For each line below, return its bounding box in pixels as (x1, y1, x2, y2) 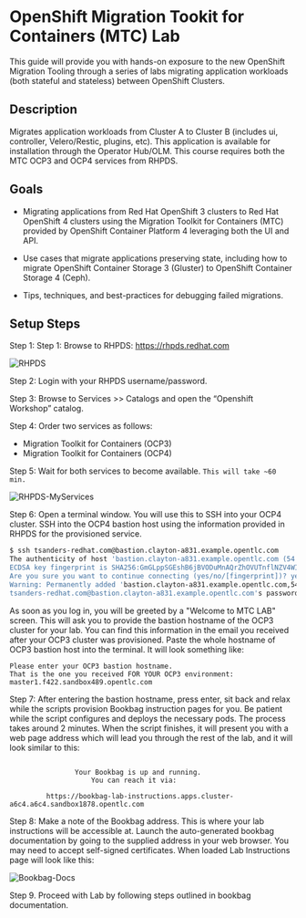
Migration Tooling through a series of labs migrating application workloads (9, 66, 289, 77)
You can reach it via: (90, 776, 178, 785)
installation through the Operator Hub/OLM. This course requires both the (9, 145, 285, 156)
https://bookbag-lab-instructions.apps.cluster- (46, 791, 234, 800)
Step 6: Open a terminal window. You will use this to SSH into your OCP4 (9, 509, 282, 520)
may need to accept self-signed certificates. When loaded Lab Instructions (9, 844, 291, 855)
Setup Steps (9, 316, 80, 331)
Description (9, 102, 77, 118)
